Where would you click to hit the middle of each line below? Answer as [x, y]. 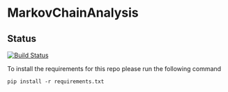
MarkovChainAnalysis [73, 13]
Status [22, 39]
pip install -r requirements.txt [56, 82]
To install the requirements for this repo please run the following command [114, 69]
